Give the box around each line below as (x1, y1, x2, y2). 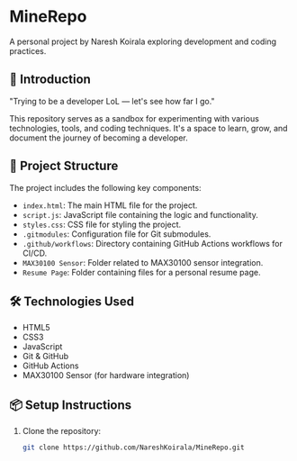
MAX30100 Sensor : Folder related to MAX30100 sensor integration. (22, 257, 264, 267)
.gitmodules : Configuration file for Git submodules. (22, 228, 211, 240)
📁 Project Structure (9, 158, 119, 174)
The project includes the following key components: (9, 182, 202, 193)
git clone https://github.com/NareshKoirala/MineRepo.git (22, 443, 245, 452)
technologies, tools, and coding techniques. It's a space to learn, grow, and (9, 122, 288, 133)
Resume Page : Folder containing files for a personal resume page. (22, 267, 261, 277)
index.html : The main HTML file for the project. (22, 200, 198, 211)
